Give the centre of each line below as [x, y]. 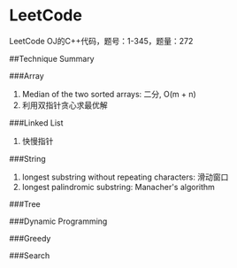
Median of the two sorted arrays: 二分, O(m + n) [109, 94]
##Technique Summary [52, 58]
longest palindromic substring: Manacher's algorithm [118, 187]
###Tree [25, 203]
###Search [30, 255]
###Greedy [30, 238]
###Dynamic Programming [58, 221]
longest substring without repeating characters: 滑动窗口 [125, 177]
